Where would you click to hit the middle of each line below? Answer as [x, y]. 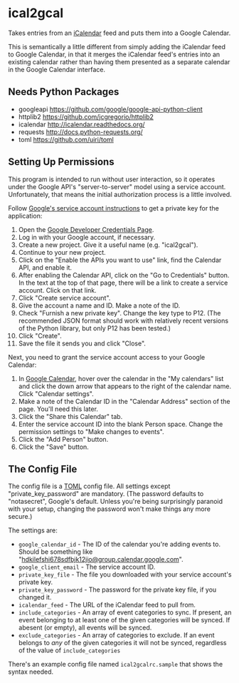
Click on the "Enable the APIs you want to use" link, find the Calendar [120, 260]
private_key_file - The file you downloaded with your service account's [125, 575]
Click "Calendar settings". [56, 393]
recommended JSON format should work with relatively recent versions [123, 320]
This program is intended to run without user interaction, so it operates [112, 179]
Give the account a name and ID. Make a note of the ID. [99, 305]
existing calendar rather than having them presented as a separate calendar [119, 61]
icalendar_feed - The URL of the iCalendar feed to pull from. [107, 605]
